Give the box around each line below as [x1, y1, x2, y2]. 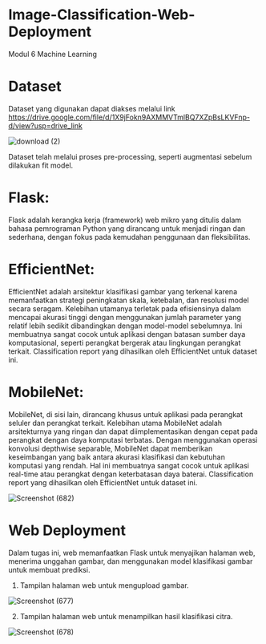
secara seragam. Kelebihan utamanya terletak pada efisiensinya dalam [8, 303, 242, 314]
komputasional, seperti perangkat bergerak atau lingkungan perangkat [8, 338, 241, 347]
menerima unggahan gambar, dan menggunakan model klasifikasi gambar [8, 556, 253, 566]
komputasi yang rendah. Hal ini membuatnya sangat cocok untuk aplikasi [8, 460, 250, 470]
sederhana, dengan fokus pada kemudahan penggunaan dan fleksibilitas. [8, 232, 251, 241]
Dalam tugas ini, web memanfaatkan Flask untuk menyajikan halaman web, [8, 548, 256, 557]
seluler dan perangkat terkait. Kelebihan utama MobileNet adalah [8, 418, 223, 427]
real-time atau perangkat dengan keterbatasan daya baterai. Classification [8, 469, 254, 479]
